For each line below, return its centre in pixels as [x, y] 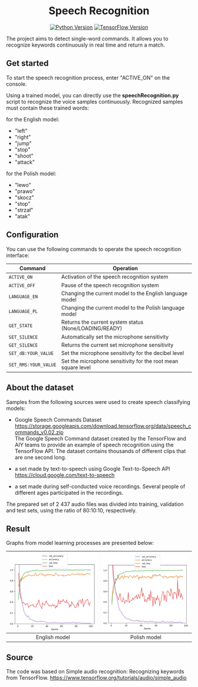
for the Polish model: [31, 173]
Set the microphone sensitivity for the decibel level [123, 353]
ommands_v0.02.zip [39, 432]
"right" [23, 137]
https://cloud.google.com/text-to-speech [65, 475]
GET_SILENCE [23, 345]
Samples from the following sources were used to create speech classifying [98, 402]
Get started [27, 63]
